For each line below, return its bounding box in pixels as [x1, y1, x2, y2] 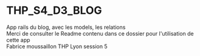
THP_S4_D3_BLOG [6, 4, 102, 17]
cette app [6, 36, 30, 43]
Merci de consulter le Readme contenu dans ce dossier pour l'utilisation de [6, 30, 195, 37]
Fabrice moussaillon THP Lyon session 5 [6, 43, 108, 50]
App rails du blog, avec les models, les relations [6, 23, 126, 31]
